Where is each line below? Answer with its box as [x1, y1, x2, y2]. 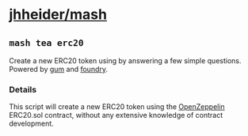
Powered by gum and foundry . [9, 65, 109, 74]
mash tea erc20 [9, 37, 84, 48]
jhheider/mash [9, 6, 108, 24]
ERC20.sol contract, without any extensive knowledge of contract [9, 111, 223, 120]
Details [9, 84, 37, 95]
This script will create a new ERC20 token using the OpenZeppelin [9, 102, 225, 111]
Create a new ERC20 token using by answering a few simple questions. [9, 56, 242, 65]
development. [9, 119, 54, 128]
